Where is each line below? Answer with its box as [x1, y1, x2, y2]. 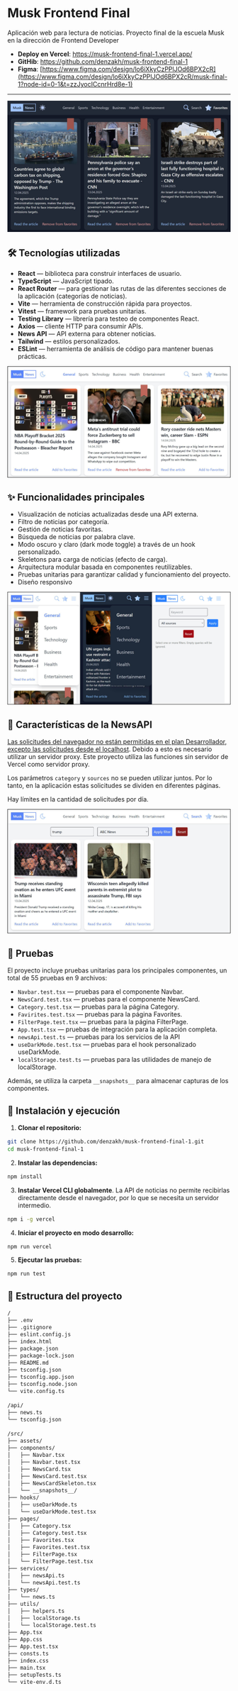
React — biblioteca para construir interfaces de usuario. [17, 270, 182, 278]
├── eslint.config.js [7, 1331, 72, 1338]
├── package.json [7, 1346, 59, 1353]
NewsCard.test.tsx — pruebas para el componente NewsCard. [17, 995, 200, 1004]
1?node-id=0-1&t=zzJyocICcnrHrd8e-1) [17, 79, 133, 88]
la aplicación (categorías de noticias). [17, 292, 127, 301]
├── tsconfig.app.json [7, 1374, 74, 1381]
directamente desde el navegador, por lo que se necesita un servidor [17, 1193, 220, 1202]
